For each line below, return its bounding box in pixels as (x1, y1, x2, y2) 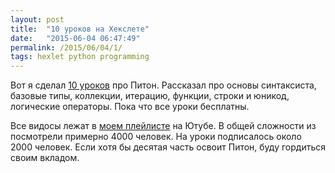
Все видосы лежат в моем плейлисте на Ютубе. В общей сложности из (10, 120, 317, 132)
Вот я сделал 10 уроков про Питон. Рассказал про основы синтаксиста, (10, 79, 317, 91)
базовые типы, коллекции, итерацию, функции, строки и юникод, (10, 90, 290, 102)
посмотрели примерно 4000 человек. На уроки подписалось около (10, 131, 302, 143)
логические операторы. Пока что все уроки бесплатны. (10, 101, 250, 113)
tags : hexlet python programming (10, 52, 150, 62)
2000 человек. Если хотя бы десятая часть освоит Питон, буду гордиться (10, 141, 326, 153)
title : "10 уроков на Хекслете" (10, 24, 150, 34)
